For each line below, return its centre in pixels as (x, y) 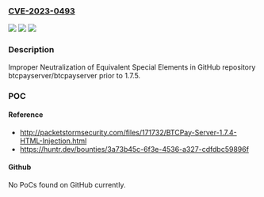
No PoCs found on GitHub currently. (67, 184)
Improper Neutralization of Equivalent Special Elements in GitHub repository (132, 67)
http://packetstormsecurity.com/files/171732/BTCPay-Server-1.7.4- (128, 132)
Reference (26, 115)
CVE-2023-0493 (42, 11)
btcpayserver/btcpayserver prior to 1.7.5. (75, 75)
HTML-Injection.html (53, 141)
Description (31, 50)
